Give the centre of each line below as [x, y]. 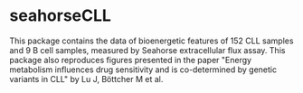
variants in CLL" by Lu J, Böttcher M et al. [86, 79]
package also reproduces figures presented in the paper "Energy [130, 60]
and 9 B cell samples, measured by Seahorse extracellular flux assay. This [147, 50]
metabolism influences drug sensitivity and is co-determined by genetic [143, 70]
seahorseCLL [60, 16]
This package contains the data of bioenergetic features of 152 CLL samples [151, 41]
